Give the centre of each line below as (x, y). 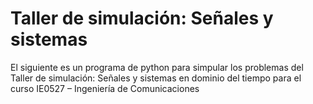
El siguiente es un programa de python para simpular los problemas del (157, 67)
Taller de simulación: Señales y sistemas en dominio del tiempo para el (156, 78)
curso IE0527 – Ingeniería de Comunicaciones (105, 88)
